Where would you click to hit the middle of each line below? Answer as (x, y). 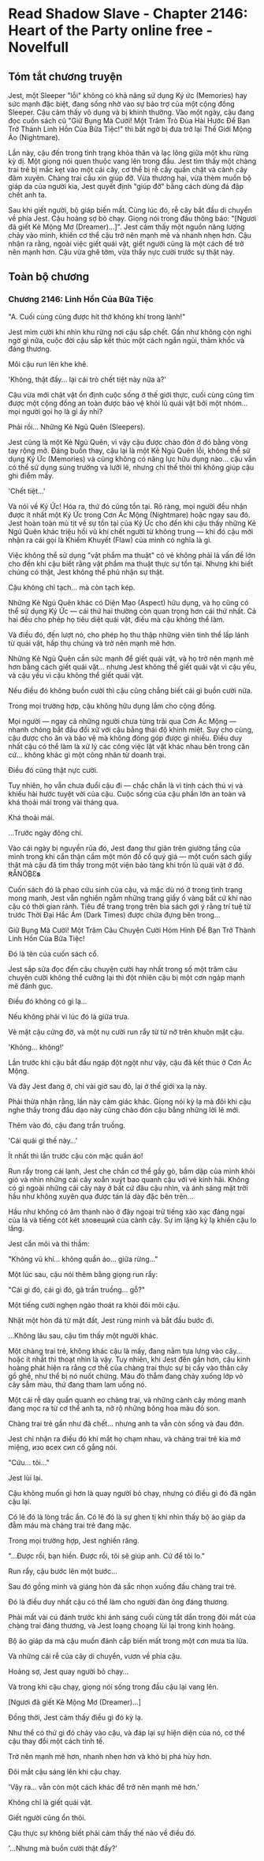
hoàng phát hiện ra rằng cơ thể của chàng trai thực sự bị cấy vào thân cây (128, 1367)
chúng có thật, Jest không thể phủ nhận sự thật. (86, 572)
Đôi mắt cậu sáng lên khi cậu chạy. (65, 1772)
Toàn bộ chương (49, 277)
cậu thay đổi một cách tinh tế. (56, 1741)
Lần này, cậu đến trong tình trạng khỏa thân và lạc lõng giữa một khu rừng (128, 153)
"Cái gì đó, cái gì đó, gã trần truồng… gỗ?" (77, 1290)
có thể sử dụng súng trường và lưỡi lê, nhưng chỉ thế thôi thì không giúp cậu (131, 467)
